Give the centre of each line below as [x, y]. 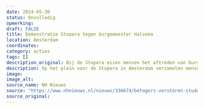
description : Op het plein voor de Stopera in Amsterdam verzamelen [95, 68]
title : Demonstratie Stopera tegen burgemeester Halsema [80, 35]
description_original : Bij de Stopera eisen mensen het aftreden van [96, 62]
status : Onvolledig [31, 18]
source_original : [28, 96]
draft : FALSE [23, 29]
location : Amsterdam [32, 40]
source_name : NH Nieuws [36, 85]
